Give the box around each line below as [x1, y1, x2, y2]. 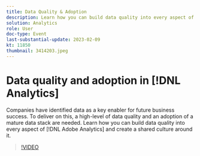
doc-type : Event [6, 31, 47, 37]
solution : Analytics [6, 20, 58, 26]
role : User [6, 25, 34, 32]
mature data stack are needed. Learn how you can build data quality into [6, 119, 186, 126]
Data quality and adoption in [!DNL [6, 73, 181, 87]
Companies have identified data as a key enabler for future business [6, 106, 175, 113]
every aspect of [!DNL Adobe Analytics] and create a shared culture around [6, 125, 193, 133]
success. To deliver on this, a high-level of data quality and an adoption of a [6, 112, 193, 120]
